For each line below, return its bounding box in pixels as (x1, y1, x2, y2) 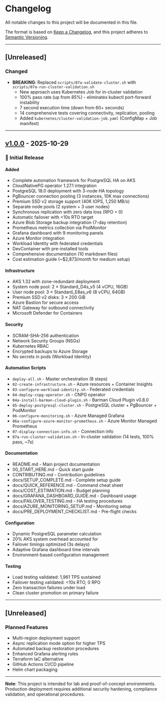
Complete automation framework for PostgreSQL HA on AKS (12, 178, 136, 184)
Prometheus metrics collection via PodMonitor (12, 225, 107, 231)
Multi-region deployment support (12, 635, 80, 641)
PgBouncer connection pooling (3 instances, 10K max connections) (12, 193, 150, 199)
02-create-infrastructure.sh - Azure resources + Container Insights (12, 381, 153, 387)
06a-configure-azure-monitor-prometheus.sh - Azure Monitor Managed (12, 418, 157, 423)
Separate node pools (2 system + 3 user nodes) (12, 204, 110, 210)
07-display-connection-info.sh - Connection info (12, 428, 114, 434)
